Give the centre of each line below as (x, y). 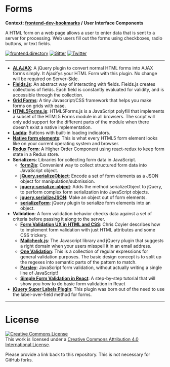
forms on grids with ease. (39, 106)
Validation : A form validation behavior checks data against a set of (82, 213)
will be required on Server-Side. (46, 79)
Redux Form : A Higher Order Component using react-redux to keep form (88, 149)
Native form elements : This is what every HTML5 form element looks (85, 138)
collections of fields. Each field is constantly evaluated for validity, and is (88, 89)
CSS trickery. (34, 235)
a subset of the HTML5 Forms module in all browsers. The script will (84, 116)
